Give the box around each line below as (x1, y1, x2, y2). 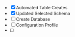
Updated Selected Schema (16, 11, 70, 16)
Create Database (16, 17, 50, 22)
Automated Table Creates (16, 5, 68, 10)
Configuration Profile (16, 22, 58, 28)
